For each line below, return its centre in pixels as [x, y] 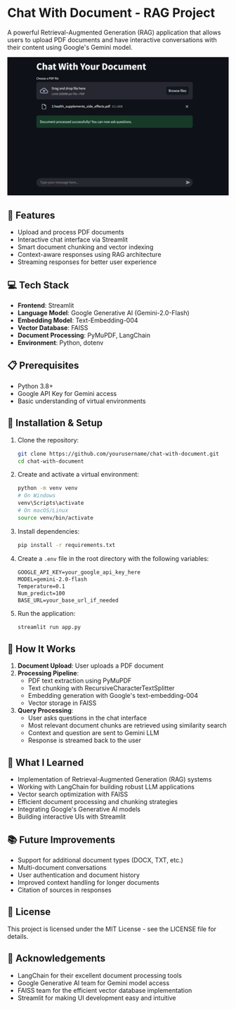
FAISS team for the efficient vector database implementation [105, 990]
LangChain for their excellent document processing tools [100, 975]
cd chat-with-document [51, 461]
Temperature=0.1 [41, 586]
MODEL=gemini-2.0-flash [52, 579]
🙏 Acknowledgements [57, 959]
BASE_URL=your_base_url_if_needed [68, 600]
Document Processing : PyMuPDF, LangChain [84, 336]
